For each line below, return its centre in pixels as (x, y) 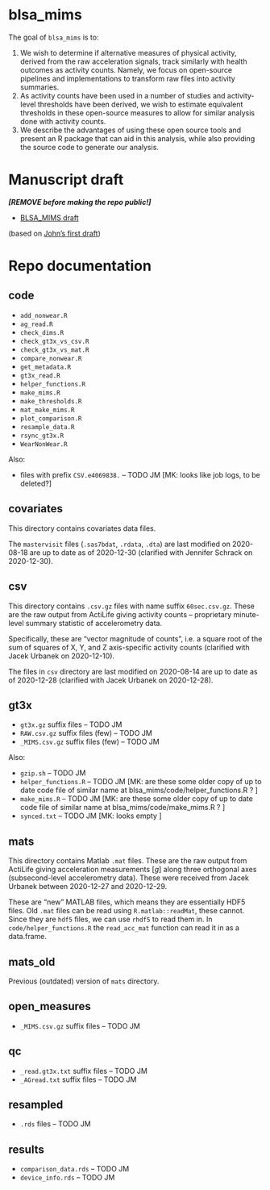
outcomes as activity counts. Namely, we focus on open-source (126, 69)
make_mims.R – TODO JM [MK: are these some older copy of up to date (137, 799)
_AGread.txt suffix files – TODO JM (78, 1079)
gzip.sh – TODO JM (53, 773)
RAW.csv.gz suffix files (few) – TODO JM (86, 733)
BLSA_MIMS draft (49, 217)
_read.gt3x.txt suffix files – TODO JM (83, 1071)
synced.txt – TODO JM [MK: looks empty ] (91, 816)
